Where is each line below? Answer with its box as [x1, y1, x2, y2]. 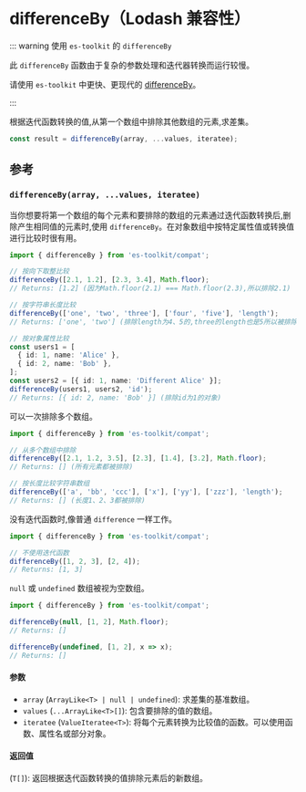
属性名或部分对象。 [38, 727, 111, 739]
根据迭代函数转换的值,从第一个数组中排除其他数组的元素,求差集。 [9, 116, 254, 127]
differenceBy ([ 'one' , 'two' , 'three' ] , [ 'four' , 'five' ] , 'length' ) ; [9, 308, 280, 318]
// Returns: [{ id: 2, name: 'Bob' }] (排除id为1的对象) [9, 393, 222, 402]
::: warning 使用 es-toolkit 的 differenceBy [9, 40, 172, 51]
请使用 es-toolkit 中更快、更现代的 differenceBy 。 [9, 78, 201, 89]
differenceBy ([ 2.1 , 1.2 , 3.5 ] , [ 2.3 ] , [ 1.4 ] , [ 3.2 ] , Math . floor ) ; [9, 453, 267, 464]
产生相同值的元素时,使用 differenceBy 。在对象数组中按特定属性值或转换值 [16, 221, 294, 232]
